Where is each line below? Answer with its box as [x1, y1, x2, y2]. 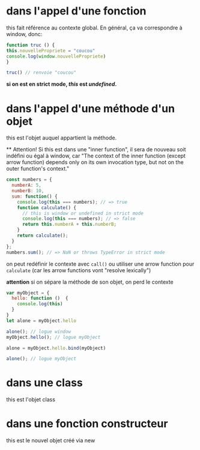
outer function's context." [6, 165, 70, 172]
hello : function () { [11, 296, 68, 302]
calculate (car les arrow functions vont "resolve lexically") [6, 266, 151, 274]
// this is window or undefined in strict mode [22, 210, 144, 216]
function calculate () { [17, 204, 77, 211]
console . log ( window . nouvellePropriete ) [6, 53, 106, 59]
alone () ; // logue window [6, 329, 71, 335]
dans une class [6, 376, 83, 390]
